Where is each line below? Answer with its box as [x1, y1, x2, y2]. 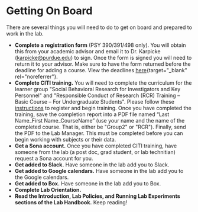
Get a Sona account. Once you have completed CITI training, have [14, 142, 177, 149]
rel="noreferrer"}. [14, 73, 58, 80]
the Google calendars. [14, 174, 69, 181]
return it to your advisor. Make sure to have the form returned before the [14, 60, 191, 68]
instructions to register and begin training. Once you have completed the [14, 104, 192, 111]
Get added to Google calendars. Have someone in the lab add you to [14, 167, 184, 174]
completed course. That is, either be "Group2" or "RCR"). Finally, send [14, 123, 186, 130]
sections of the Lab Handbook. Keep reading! [14, 198, 128, 205]
